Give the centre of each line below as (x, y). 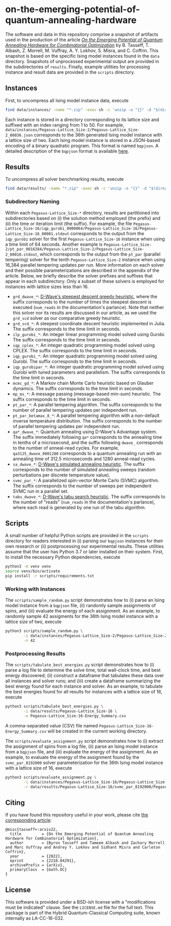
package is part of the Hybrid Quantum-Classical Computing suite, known (83, 913)
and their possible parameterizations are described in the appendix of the (82, 270)
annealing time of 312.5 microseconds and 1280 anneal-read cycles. (84, 459)
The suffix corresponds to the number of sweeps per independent (82, 486)
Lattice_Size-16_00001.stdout (37, 234)
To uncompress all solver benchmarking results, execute (65, 179)
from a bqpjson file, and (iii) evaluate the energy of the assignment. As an (82, 751)
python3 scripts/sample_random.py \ (44, 631)
